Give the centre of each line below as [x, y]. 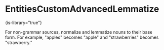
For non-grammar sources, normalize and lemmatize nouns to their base [79, 32]
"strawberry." [19, 42]
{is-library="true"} [23, 23]
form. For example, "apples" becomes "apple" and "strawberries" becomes [82, 37]
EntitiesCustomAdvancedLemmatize [82, 9]
